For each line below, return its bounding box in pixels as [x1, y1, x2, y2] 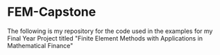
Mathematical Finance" [7, 41, 74, 49]
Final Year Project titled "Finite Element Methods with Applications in [7, 34, 203, 42]
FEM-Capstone [7, 4, 96, 20]
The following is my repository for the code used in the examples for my [7, 27, 213, 35]
